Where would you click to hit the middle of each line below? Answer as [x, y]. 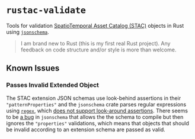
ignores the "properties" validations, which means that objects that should [98, 123]
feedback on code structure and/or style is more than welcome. [98, 50]
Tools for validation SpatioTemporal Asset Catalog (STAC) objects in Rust [95, 25]
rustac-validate [46, 10]
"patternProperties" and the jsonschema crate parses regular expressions [96, 104]
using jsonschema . [28, 32]
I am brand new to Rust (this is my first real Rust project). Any [95, 43]
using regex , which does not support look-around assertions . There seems [97, 111]
